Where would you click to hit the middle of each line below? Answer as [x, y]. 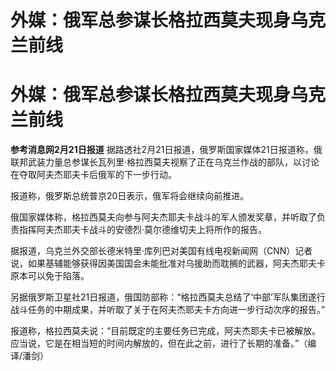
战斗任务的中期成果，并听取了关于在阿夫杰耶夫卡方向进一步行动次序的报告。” [168, 310]
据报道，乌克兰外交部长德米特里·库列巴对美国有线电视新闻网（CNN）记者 [161, 251]
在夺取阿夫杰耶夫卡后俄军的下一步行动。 [93, 175]
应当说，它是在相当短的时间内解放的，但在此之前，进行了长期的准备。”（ [159, 343]
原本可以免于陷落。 [50, 276]
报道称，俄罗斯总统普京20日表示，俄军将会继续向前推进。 [130, 196]
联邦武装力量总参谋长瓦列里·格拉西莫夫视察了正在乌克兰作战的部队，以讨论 [165, 162]
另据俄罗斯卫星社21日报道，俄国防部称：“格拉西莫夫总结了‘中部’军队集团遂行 [168, 297]
